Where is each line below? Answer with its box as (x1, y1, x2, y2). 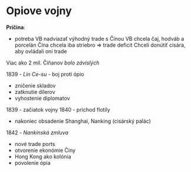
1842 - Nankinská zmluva (6, 129, 69, 136)
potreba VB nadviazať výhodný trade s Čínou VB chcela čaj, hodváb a (14, 35, 185, 42)
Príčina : (6, 24, 25, 31)
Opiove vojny (6, 4, 72, 18)
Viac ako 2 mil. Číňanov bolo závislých (6, 59, 100, 66)
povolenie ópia (14, 159, 51, 166)
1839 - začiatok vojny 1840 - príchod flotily (6, 106, 110, 113)
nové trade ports (14, 140, 55, 147)
